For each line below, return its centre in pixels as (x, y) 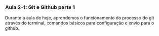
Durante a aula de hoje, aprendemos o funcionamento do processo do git (80, 18)
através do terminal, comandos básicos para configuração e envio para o (79, 23)
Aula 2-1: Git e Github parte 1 (40, 7)
